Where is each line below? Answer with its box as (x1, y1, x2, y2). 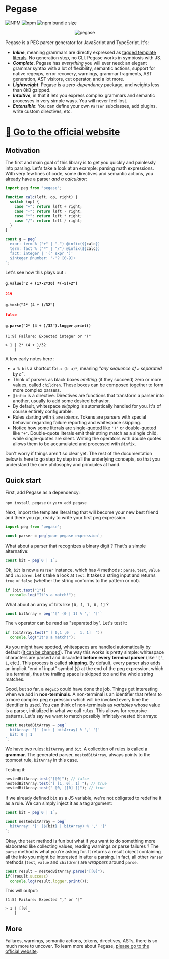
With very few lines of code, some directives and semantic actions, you (5, 170, 154, 176)
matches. (5, 676, 25, 682)
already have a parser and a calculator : (5, 176, 87, 182)
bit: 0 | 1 (10, 732, 33, 737)
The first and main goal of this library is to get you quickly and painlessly (5, 159, 156, 165)
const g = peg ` (5, 236, 37, 242)
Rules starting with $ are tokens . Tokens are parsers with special (12, 414, 146, 420)
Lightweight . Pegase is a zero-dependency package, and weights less (12, 81, 160, 88)
